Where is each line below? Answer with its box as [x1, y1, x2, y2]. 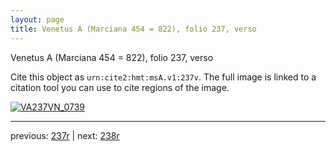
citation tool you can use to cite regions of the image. [10, 81, 230, 93]
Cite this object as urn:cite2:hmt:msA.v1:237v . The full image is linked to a [10, 71, 317, 83]
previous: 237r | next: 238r [10, 129, 120, 141]
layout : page [10, 14, 65, 25]
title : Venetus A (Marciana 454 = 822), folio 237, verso [10, 24, 257, 34]
